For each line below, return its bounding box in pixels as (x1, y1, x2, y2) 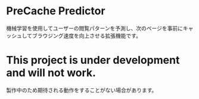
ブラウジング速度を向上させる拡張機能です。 (32, 32, 142, 39)
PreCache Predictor (6, 4, 105, 18)
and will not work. (6, 66, 97, 80)
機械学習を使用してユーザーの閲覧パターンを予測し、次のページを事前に (6, 24, 184, 32)
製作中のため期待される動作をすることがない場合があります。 (6, 86, 157, 94)
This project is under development (6, 54, 180, 67)
